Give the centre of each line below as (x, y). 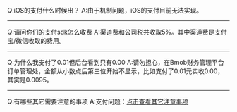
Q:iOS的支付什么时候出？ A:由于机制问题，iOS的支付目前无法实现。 (105, 10)
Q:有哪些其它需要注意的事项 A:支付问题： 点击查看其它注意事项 (98, 101)
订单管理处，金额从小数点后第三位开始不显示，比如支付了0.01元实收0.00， (116, 71)
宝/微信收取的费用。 (36, 41)
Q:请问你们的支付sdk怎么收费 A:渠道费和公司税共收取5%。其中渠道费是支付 (117, 32)
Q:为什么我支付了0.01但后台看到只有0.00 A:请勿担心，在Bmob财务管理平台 (116, 62)
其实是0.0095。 (30, 80)
